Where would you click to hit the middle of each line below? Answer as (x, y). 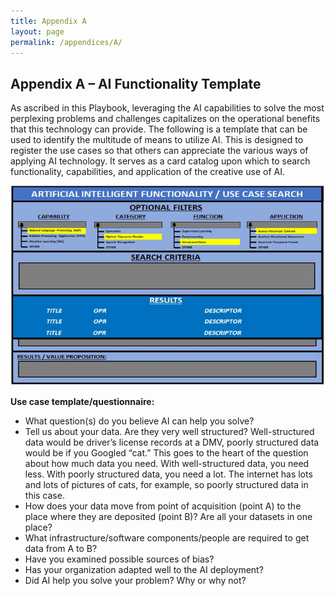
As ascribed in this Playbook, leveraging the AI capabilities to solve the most (167, 108)
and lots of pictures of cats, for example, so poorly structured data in (166, 484)
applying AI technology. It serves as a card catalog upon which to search (160, 161)
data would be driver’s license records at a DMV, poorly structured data (172, 442)
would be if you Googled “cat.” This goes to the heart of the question (166, 452)
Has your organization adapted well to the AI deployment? (144, 569)
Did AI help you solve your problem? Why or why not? (135, 580)
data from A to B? (61, 548)
